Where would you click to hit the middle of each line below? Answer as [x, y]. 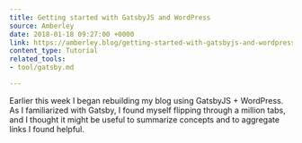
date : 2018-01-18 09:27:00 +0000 [72, 34]
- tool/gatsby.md [42, 68]
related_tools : [38, 59]
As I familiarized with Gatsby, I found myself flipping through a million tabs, [147, 110]
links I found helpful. [47, 129]
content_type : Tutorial [54, 51]
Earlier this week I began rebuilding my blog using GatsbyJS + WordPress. [147, 100]
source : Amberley [42, 26]
